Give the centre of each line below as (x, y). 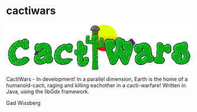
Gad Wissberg (24, 103)
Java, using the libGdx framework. (48, 91)
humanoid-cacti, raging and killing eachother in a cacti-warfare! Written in (96, 85)
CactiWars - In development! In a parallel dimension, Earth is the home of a (97, 79)
